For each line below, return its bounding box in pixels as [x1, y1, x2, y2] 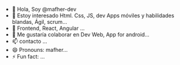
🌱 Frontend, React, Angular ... [11, 24, 85, 32]
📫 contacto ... [11, 38, 47, 45]
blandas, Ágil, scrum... [11, 18, 67, 25]
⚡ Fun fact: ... [11, 53, 45, 60]
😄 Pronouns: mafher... [11, 47, 68, 53]
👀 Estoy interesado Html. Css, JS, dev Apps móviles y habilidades [11, 12, 175, 19]
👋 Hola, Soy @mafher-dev [11, 6, 77, 13]
